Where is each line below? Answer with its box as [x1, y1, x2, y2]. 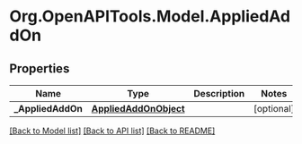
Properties [9, 61, 70, 76]
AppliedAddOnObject [91, 103, 186, 114]
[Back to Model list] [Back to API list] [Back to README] [9, 125, 216, 136]
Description [193, 88, 245, 99]
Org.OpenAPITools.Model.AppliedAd [9, 6, 290, 27]
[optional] [253, 103, 295, 114]
